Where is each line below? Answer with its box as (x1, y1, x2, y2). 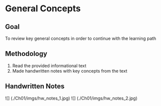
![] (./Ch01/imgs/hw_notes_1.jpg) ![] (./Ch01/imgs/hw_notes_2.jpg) (5, 95, 138, 101)
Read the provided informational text (12, 62, 87, 69)
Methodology (5, 50, 48, 58)
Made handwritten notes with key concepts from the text (12, 68, 128, 74)
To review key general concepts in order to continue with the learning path (5, 35, 157, 41)
